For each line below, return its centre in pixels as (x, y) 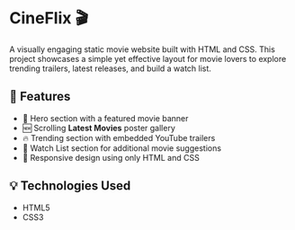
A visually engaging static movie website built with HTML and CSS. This (143, 49)
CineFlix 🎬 (49, 18)
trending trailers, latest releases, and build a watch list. (110, 68)
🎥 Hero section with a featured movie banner (105, 118)
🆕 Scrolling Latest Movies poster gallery (98, 128)
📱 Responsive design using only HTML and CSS (111, 157)
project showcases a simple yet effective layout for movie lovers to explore (148, 58)
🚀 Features (40, 97)
